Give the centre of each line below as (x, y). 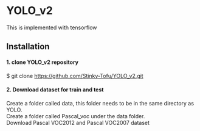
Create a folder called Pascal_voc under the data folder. (76, 116)
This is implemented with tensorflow (52, 27)
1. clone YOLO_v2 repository (43, 62)
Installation (28, 47)
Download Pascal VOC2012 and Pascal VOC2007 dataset (78, 122)
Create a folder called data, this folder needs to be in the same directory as (100, 103)
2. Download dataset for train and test (55, 90)
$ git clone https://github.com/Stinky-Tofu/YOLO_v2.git (75, 76)
